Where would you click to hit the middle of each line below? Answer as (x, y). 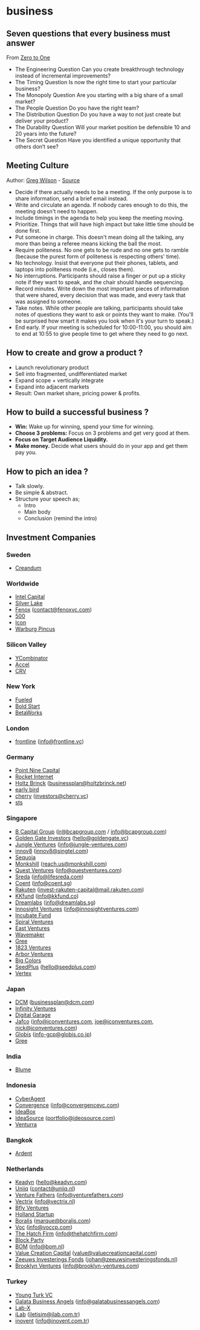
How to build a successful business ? (78, 413)
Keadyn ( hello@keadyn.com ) (51, 1182)
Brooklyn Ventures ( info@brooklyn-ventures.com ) (77, 1266)
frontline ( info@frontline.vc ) (50, 741)
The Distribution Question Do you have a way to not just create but (98, 114)
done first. (28, 230)
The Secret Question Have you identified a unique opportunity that (98, 140)
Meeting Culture (38, 166)
